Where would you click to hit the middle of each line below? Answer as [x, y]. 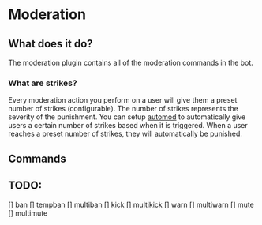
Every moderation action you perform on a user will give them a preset [123, 100]
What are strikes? [43, 83]
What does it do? [51, 44]
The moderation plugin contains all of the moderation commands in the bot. [131, 62]
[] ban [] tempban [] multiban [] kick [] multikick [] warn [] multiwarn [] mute [131, 204]
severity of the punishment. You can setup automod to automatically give [127, 117]
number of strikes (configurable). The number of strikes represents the [124, 109]
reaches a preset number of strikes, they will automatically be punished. [125, 134]
